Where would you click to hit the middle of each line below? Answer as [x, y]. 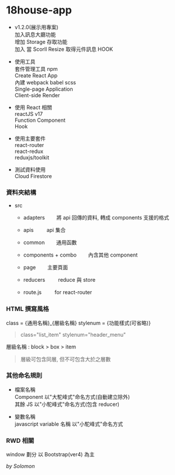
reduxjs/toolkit [32, 157]
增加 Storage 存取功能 [41, 42]
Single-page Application [44, 89]
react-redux [29, 151]
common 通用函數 [50, 242]
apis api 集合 [44, 230]
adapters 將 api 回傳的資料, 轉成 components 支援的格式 [96, 218]
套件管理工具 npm [36, 69]
